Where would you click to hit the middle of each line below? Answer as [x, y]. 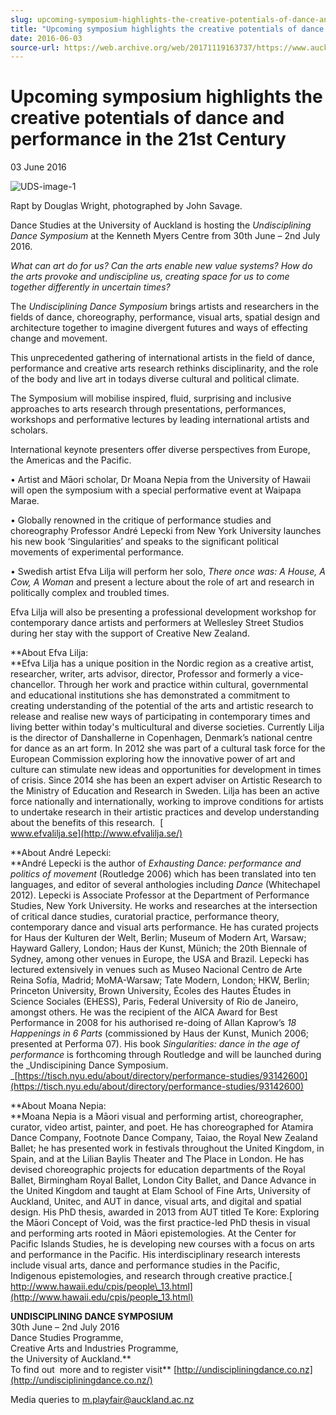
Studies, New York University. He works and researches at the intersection [164, 906]
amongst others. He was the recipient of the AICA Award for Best [144, 1012]
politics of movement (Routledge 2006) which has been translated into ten [163, 874]
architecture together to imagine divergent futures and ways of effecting [159, 328]
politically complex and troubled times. [90, 593]
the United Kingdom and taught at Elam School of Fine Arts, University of [161, 1191]
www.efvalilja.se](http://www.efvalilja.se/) [96, 833]
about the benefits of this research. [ [87, 823]
